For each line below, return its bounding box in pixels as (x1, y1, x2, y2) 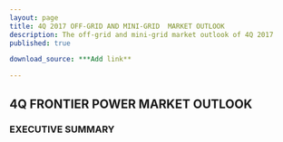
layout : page (9, 13, 59, 23)
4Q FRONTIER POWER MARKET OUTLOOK (9, 96, 253, 111)
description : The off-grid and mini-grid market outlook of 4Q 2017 (9, 30, 274, 39)
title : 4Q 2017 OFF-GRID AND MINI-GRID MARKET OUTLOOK (9, 22, 225, 31)
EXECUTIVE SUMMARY (9, 123, 115, 136)
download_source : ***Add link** (9, 55, 132, 64)
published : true (9, 38, 71, 48)
